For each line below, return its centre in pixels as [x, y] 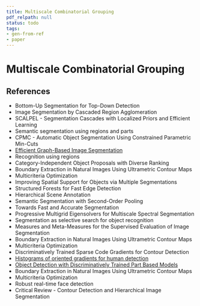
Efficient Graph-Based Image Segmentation [69, 150]
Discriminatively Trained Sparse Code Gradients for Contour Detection [102, 252]
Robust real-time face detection [54, 284]
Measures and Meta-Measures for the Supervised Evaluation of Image [102, 226]
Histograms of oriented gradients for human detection [82, 258]
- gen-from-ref [25, 34]
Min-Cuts [26, 144]
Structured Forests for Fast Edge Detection [68, 188]
